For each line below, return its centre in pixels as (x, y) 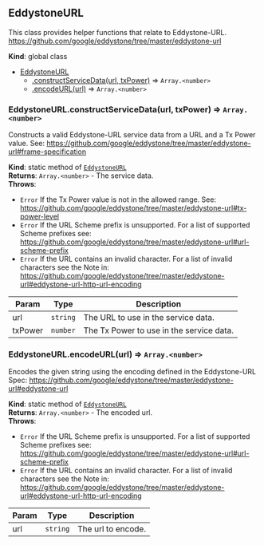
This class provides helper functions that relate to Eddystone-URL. (118, 32)
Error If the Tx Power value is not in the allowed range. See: (118, 199)
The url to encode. (111, 529)
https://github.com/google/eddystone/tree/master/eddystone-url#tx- (133, 208)
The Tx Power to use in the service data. (158, 330)
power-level (39, 217)
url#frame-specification (47, 152)
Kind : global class (38, 56)
